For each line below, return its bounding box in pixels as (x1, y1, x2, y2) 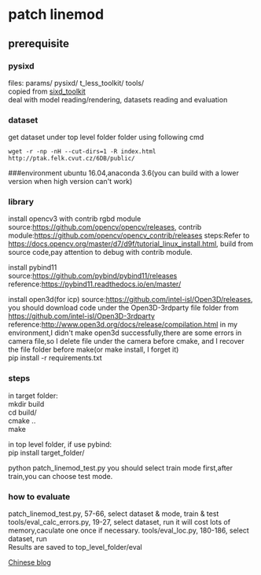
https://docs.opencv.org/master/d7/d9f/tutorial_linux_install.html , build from (8, 239, 254, 249)
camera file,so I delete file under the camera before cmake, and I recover (8, 337, 245, 346)
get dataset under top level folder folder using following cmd (8, 132, 204, 142)
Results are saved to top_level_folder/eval (8, 543, 143, 552)
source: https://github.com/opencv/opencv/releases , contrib (8, 223, 202, 232)
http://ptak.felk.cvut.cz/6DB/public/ (8, 155, 135, 163)
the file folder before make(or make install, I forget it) (8, 345, 179, 355)
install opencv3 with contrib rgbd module (8, 214, 142, 223)
